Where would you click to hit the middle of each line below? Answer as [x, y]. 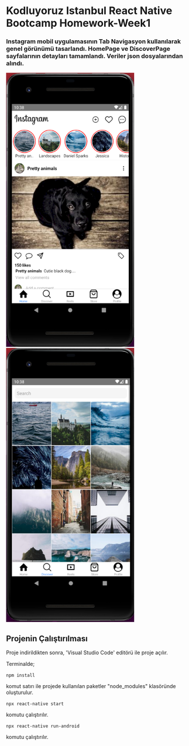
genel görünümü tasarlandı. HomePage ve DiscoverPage [88, 49]
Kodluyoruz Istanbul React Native [89, 11]
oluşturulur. [20, 693]
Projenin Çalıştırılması [47, 638]
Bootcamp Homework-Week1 [78, 23]
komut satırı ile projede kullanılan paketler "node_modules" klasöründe [91, 686]
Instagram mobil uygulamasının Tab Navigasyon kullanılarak [94, 42]
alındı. [15, 64]
